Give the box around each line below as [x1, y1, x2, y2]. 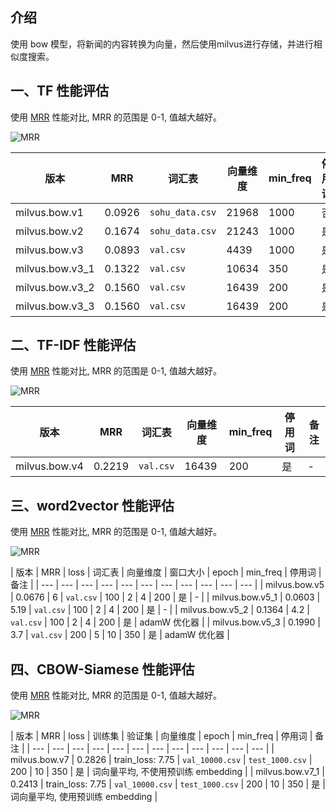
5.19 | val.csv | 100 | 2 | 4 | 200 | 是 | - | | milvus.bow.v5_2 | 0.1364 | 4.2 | [10, 604, 310, 616]
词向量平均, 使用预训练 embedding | [10, 791, 158, 803]
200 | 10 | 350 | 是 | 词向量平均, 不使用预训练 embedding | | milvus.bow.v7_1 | [10, 766, 325, 778]
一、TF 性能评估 [10, 83, 110, 100]
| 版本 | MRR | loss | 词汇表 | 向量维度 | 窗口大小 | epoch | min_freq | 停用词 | [10, 566, 322, 578]
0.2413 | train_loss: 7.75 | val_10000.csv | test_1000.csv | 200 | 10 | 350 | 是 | [10, 778, 326, 790]
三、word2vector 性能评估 [10, 497, 175, 514]
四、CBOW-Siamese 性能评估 [10, 661, 195, 678]
